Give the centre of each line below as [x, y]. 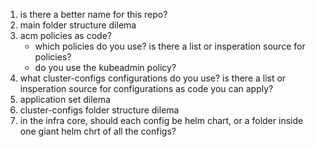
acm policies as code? [65, 35]
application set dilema [65, 99]
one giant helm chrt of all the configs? [98, 131]
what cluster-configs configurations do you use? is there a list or [153, 78]
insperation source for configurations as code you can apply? [146, 88]
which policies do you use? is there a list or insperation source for [170, 46]
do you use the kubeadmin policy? [105, 67]
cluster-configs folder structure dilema [99, 110]
